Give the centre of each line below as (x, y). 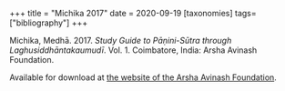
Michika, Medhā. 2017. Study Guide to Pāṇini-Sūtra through (121, 40)
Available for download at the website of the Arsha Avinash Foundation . (143, 77)
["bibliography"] (40, 23)
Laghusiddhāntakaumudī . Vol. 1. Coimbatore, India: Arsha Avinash (133, 50)
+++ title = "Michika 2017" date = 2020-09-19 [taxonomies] (122, 13)
